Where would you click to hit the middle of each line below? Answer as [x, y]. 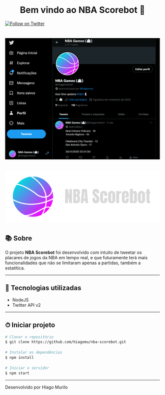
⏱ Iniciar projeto [30, 325]
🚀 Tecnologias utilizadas [43, 288]
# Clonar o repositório [29, 337]
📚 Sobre [19, 238]
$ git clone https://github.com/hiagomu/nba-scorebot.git [66, 342]
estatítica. [15, 268]
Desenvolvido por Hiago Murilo [36, 387]
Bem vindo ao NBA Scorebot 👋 [82, 10]
